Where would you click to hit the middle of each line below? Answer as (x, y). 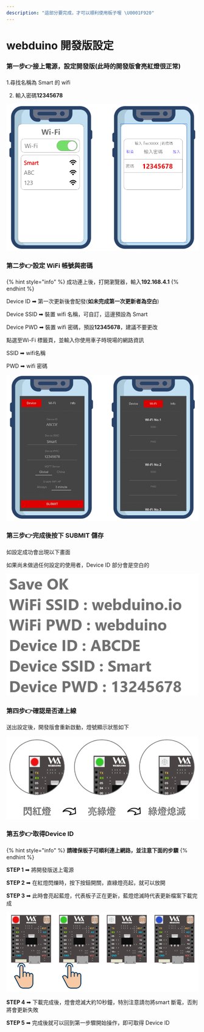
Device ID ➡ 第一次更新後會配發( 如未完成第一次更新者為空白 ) (83, 301)
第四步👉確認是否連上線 (41, 711)
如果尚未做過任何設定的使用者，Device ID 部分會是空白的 (78, 565)
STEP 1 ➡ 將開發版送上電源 (40, 869)
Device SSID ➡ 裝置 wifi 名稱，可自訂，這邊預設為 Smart (77, 314)
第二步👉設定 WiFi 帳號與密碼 (50, 265)
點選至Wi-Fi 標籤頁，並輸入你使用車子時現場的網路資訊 (75, 340)
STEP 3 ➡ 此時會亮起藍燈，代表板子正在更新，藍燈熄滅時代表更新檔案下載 (99, 896)
